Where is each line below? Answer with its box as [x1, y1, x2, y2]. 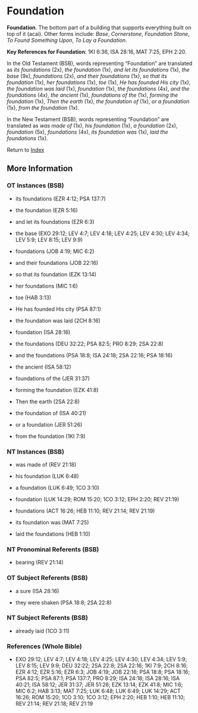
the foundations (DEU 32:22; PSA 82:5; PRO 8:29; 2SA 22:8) [15, 340, 164, 347]
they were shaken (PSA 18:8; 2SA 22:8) [15, 598, 112, 606]
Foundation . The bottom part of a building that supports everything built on [7, 24, 192, 31]
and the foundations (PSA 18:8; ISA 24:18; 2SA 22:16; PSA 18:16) [15, 351, 173, 359]
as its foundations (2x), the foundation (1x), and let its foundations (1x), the [7, 66, 190, 73]
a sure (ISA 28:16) [15, 587, 59, 594]
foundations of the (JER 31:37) [15, 375, 90, 382]
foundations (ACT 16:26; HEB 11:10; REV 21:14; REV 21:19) [15, 507, 155, 514]
